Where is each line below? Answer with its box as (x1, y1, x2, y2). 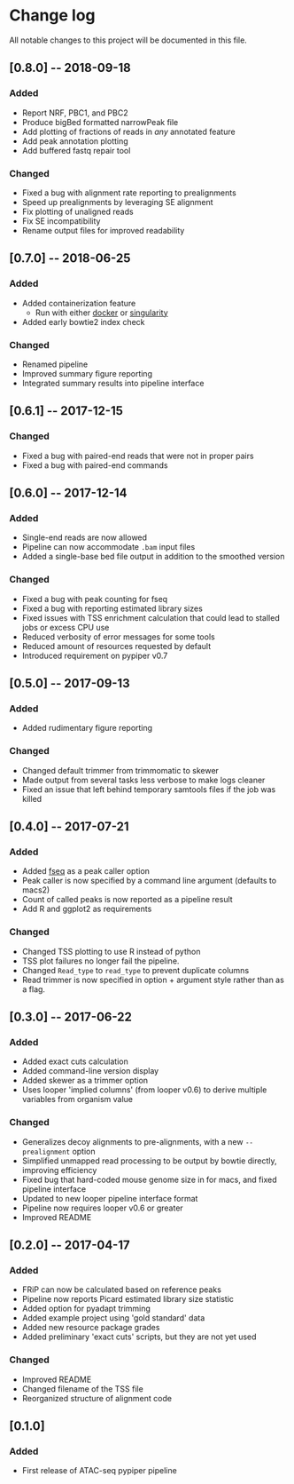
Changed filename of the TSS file (21, 1383, 143, 1394)
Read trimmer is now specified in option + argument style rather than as (21, 974, 285, 985)
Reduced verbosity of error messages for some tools (21, 631, 215, 642)
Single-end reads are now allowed (21, 532, 148, 543)
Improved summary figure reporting (21, 368, 153, 378)
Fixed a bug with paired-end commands (21, 459, 168, 471)
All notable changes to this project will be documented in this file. (9, 35, 248, 45)
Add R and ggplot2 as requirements (21, 903, 152, 915)
